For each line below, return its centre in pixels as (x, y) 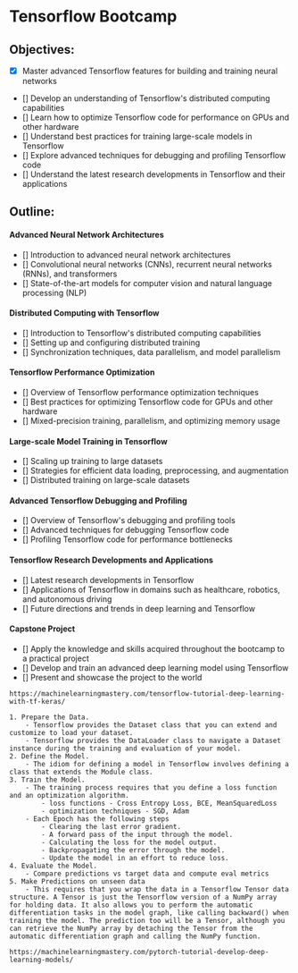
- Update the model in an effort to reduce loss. (135, 858)
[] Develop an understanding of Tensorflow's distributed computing (146, 98)
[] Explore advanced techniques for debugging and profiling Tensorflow (154, 156)
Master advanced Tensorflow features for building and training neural (150, 71)
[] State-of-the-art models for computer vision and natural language (147, 283)
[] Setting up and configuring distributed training (111, 343)
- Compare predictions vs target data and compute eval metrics (147, 874)
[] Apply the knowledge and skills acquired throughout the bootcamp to (153, 648)
